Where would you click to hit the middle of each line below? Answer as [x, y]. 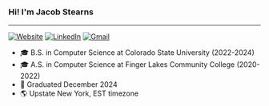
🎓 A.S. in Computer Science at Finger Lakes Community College [127, 65]
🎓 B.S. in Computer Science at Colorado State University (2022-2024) [137, 53]
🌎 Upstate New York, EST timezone [79, 93]
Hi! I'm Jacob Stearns [51, 12]
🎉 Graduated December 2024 [68, 84]
